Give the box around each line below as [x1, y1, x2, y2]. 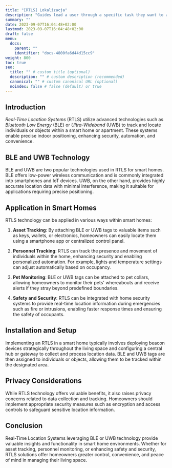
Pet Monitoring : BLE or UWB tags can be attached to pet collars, [12, 274, 149, 280]
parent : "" [14, 46, 38, 51]
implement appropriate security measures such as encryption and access [5, 401, 161, 407]
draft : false [5, 31, 33, 36]
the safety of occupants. [12, 311, 65, 318]
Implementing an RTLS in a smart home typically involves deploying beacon [5, 340, 165, 346]
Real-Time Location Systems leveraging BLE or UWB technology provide [5, 435, 158, 441]
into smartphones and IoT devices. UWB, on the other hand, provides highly [5, 178, 165, 184]
